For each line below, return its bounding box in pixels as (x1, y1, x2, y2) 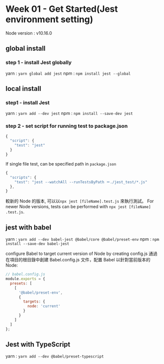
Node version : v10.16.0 (5, 30, 52, 36)
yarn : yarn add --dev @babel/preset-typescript (5, 353, 104, 359)
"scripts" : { (10, 175, 37, 180)
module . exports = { (5, 277, 46, 281)
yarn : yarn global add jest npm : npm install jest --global (5, 70, 131, 76)
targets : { (23, 299, 46, 304)
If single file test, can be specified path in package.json (5, 161, 117, 167)
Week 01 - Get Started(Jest (5, 3, 118, 15)
